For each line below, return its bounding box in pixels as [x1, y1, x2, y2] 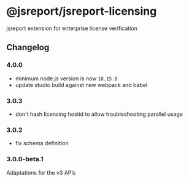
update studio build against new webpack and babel [15, 81, 148, 88]
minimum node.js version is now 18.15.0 [15, 75, 118, 82]
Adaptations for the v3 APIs [6, 169, 76, 176]
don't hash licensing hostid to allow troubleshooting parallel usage [15, 110, 183, 118]
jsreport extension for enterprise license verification [6, 25, 138, 32]
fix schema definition [15, 140, 69, 147]
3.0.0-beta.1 [6, 155, 44, 164]
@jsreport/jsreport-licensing [6, 4, 157, 18]
